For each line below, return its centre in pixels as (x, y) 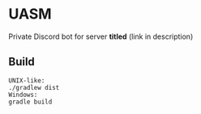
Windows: (23, 95)
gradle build (30, 102)
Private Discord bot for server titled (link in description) (101, 36)
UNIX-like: (27, 80)
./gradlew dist (34, 87)
